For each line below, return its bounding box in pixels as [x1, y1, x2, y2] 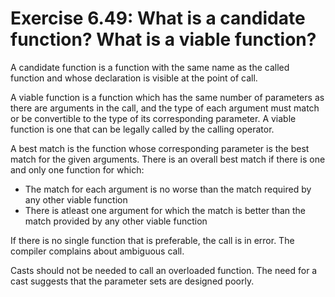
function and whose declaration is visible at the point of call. [10, 72, 258, 84]
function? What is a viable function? [10, 28, 317, 51]
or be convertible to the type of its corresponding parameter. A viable [10, 112, 297, 124]
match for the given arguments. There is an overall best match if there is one [10, 153, 326, 165]
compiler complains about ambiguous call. [10, 245, 185, 257]
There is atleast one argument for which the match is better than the [24, 204, 307, 216]
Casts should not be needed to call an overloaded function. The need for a [10, 264, 318, 276]
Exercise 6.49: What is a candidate [10, 7, 306, 30]
